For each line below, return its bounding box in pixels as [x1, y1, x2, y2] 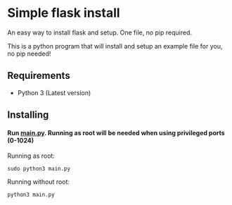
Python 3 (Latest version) [17, 88, 91, 97]
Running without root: [7, 178, 70, 186]
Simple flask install [7, 5, 121, 21]
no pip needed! [7, 49, 51, 58]
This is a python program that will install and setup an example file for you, [7, 42, 223, 50]
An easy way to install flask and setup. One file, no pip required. [7, 28, 192, 37]
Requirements [7, 70, 70, 82]
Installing [7, 109, 49, 121]
